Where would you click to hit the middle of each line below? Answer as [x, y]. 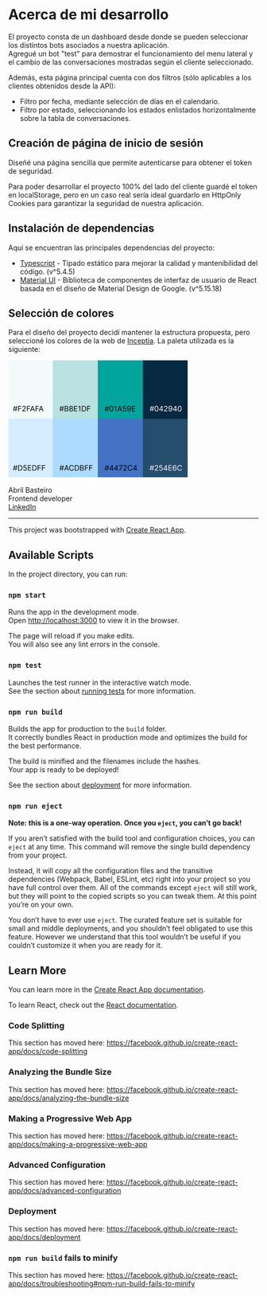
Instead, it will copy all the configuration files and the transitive [110, 871]
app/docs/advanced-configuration [65, 1191]
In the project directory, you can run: [68, 574]
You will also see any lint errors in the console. [84, 644]
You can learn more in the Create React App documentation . [107, 990]
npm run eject [35, 806]
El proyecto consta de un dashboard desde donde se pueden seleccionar [128, 37]
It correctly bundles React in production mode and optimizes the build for [128, 737]
